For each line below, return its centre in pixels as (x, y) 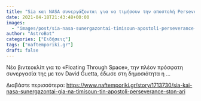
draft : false (22, 50)
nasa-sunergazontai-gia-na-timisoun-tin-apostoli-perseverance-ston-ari (96, 91)
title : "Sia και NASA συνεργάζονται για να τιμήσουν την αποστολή (91, 12)
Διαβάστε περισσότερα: (36, 85)
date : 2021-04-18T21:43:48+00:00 (48, 17)
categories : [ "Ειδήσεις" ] (38, 39)
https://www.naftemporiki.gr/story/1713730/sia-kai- (129, 85)
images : (16, 23)
